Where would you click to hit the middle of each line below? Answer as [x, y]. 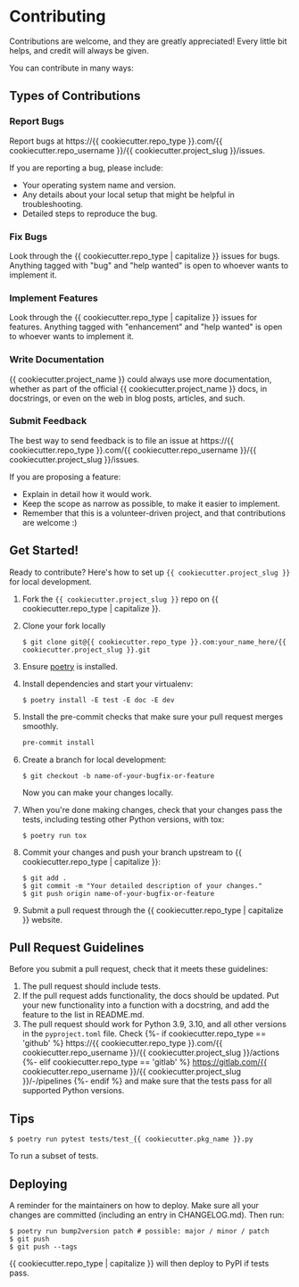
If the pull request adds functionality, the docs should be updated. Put [150, 996]
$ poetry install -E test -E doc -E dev [98, 700]
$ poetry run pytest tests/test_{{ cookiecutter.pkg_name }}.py [131, 1140]
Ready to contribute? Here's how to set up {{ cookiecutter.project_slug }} [150, 572]
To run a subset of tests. [54, 1156]
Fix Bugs [28, 237]
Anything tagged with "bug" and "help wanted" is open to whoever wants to [149, 265]
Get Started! [44, 551]
